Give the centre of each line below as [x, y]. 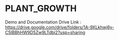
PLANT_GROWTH [41, 9]
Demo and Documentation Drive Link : [43, 22]
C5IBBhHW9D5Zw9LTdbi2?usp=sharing [45, 32]
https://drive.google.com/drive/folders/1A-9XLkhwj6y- [60, 27]
